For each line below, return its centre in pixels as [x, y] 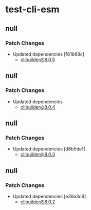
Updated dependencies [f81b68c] [49, 54]
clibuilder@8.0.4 [38, 107]
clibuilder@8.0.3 [38, 155]
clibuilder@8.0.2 [38, 202]
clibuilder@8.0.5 [38, 60]
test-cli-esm [32, 9]
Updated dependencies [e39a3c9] [49, 196]
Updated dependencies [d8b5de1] [49, 149]
